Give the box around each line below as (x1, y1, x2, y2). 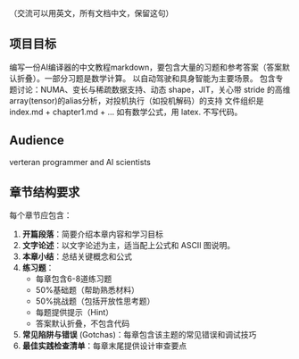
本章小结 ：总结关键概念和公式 (21, 251, 132, 262)
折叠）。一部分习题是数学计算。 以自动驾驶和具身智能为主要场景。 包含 (16, 72, 276, 83)
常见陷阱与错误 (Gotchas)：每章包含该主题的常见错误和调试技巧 (21, 330, 257, 340)
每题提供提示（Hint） (35, 307, 114, 318)
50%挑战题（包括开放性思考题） (35, 296, 155, 306)
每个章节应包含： (9, 210, 72, 221)
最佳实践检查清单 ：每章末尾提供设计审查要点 (21, 340, 187, 351)
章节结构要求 (9, 185, 80, 200)
